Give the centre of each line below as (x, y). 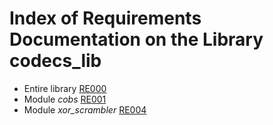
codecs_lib (55, 61)
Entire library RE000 (65, 88)
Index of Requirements (105, 18)
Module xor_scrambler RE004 (85, 109)
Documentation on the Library (136, 39)
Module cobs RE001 (65, 99)
